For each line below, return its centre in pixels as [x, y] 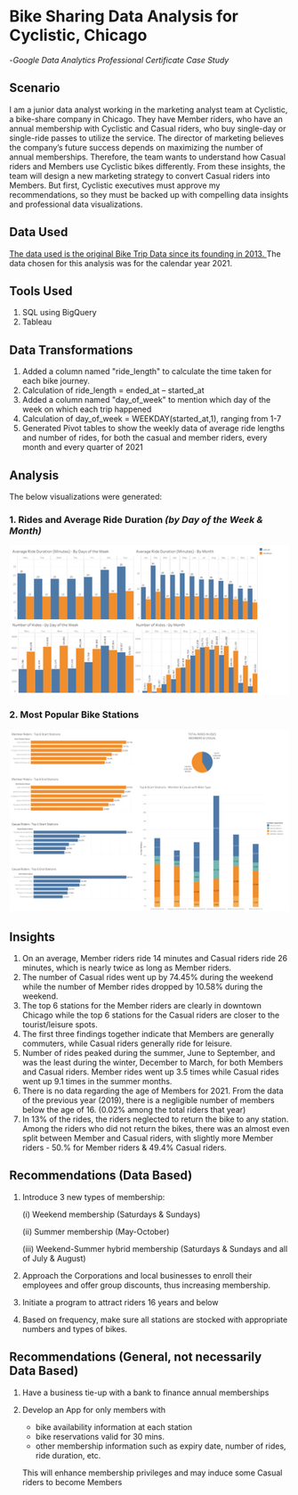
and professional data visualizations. [76, 204]
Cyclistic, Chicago [78, 35]
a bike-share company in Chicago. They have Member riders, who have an [146, 118]
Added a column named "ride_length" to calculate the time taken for [147, 372]
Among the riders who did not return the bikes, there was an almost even [156, 1128]
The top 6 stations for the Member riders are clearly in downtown [142, 1005]
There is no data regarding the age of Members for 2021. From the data [153, 1091]
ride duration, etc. [68, 1455]
